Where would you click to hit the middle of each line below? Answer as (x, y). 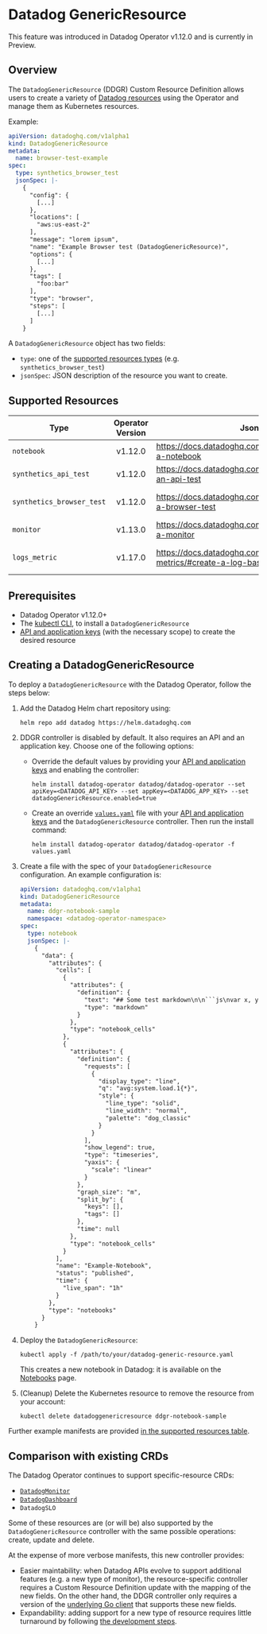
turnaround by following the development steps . (98, 1621)
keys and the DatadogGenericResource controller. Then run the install (143, 821)
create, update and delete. (52, 1540)
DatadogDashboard (48, 1500)
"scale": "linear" (122, 1170)
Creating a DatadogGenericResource (101, 665)
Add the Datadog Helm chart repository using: (95, 708)
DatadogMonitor (45, 1492)
